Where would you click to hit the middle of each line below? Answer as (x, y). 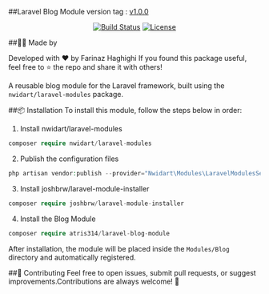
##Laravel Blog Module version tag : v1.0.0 (79, 12)
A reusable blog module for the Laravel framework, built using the (116, 86)
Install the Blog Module (58, 219)
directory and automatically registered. (72, 257)
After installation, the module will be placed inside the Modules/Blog (119, 248)
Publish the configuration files (69, 159)
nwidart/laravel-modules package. (66, 94)
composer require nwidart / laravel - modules (80, 143)
